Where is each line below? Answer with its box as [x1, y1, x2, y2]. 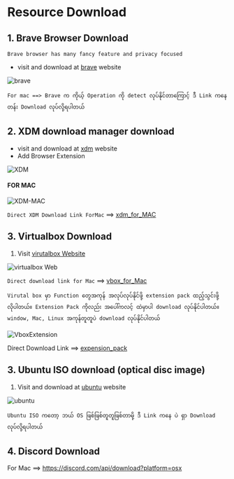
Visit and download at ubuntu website [17, 382, 126, 391]
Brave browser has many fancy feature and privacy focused [7, 50, 183, 57]
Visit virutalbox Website [17, 249, 86, 258]
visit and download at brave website [17, 63, 122, 71]
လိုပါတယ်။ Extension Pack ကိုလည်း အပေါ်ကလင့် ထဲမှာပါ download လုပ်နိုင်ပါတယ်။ [7, 303, 220, 310]
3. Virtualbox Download [7, 230, 112, 242]
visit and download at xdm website [17, 144, 117, 153]
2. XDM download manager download [7, 125, 175, 137]
